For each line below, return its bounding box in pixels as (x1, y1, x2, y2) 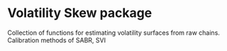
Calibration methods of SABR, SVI (7, 35, 106, 44)
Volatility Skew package (7, 5, 153, 21)
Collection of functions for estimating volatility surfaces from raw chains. (7, 28, 220, 37)
